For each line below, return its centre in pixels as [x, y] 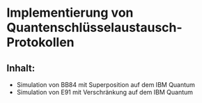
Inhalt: [21, 68]
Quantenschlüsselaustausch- [94, 27]
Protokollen [40, 42]
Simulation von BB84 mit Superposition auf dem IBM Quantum [106, 85]
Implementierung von [70, 13]
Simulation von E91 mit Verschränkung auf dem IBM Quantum [104, 92]
